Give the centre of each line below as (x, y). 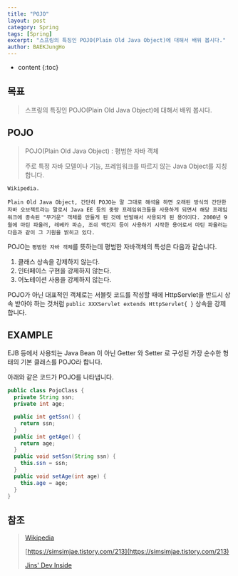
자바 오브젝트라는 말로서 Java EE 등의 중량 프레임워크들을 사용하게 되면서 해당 (109, 210)
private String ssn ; (44, 397)
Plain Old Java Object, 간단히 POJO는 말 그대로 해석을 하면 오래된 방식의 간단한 (117, 202)
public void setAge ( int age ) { (60, 476)
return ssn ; (38, 423)
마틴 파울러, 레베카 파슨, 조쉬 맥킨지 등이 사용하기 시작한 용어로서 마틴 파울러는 (124, 225)
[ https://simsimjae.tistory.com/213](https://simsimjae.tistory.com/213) (127, 552)
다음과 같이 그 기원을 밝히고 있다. (51, 232)
